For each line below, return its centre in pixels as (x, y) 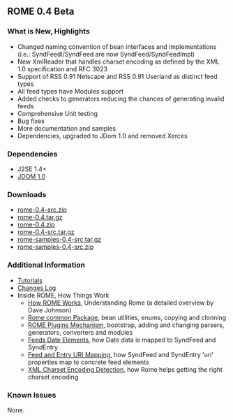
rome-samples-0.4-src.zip (55, 247)
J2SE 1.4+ (32, 169)
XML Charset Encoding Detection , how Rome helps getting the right (125, 369)
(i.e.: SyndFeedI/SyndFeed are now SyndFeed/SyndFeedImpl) (106, 54)
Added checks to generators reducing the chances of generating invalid (121, 99)
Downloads (27, 194)
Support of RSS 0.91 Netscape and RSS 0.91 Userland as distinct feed (117, 76)
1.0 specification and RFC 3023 (62, 68)
